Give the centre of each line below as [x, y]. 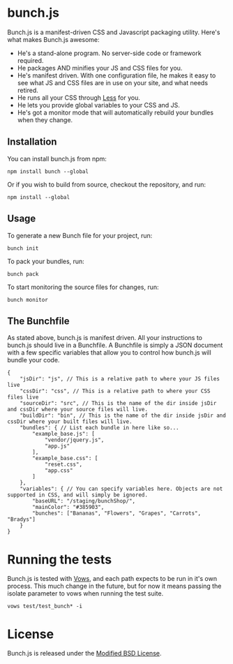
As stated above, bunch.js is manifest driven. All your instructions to [105, 338]
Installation [32, 142]
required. [30, 60]
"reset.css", [63, 465]
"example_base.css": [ [65, 459]
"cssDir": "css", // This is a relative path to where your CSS [115, 391]
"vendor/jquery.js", [74, 440]
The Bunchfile [38, 321]
